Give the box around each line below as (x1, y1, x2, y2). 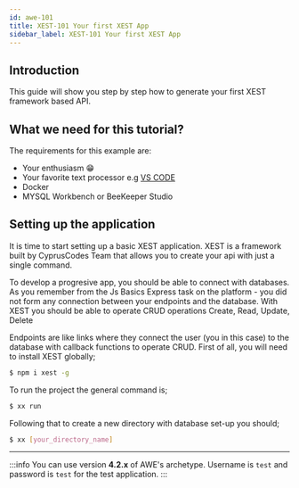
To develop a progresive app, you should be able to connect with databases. (9, 277, 290, 287)
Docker (21, 182, 50, 192)
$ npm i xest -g (9, 368, 69, 377)
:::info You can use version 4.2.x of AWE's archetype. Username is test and (9, 459, 288, 470)
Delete (9, 314, 34, 326)
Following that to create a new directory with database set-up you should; (9, 418, 280, 428)
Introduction (9, 62, 80, 78)
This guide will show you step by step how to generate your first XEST (9, 87, 267, 97)
